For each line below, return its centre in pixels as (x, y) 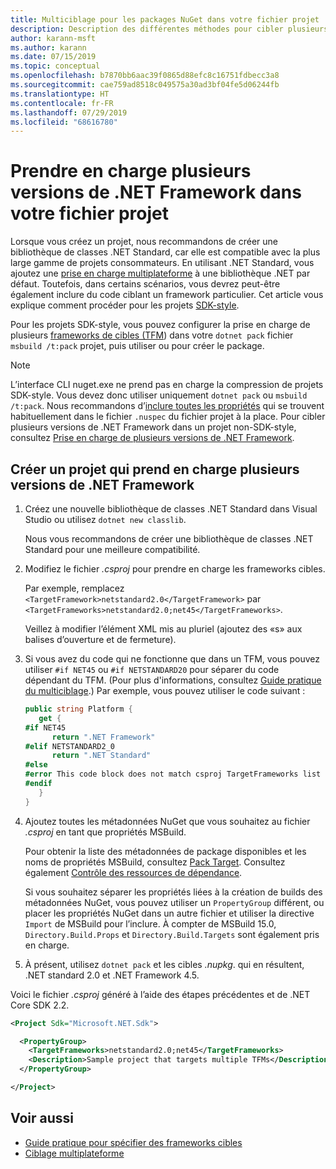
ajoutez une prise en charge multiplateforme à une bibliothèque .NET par (160, 273)
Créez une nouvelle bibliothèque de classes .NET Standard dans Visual (171, 509)
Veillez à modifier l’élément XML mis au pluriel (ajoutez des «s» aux (163, 629)
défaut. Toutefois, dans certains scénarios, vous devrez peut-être (145, 284)
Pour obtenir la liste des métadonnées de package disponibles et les (165, 851)
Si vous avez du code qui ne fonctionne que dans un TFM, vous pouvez (172, 659)
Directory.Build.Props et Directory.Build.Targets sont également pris (172, 934)
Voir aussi (42, 1118)
